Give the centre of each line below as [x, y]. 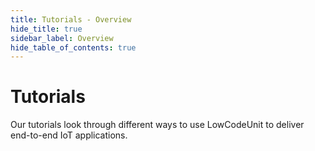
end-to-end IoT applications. [69, 135]
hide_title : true [46, 29]
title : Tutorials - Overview [71, 19]
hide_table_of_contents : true [73, 47]
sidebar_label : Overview [62, 38]
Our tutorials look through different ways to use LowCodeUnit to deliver [157, 125]
